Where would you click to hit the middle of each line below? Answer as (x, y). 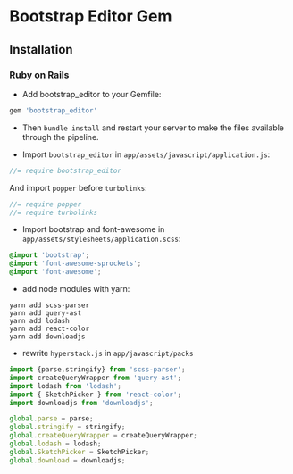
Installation (41, 50)
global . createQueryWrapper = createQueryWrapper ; (104, 436)
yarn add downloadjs (48, 337)
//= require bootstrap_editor (66, 170)
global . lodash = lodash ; (55, 444)
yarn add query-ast (46, 313)
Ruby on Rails (39, 75)
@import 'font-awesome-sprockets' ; (75, 264)
